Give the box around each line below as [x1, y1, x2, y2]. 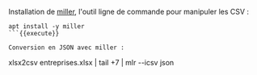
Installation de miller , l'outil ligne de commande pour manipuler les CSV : [8, 7, 249, 16]
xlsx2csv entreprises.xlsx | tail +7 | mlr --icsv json [8, 58, 175, 67]
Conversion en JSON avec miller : [8, 44, 125, 52]
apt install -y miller [8, 23, 85, 31]
